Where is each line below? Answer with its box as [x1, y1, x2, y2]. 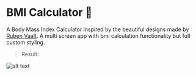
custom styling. [6, 38, 45, 46]
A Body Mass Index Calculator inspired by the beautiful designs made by [6, 26, 189, 33]
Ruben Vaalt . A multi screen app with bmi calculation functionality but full [6, 32, 191, 39]
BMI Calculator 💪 [6, 5, 93, 20]
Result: [21, 50, 39, 57]
